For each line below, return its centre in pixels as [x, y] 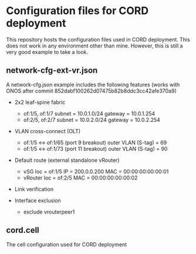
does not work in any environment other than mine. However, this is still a [94, 46]
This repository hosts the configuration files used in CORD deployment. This [98, 39]
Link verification [34, 189]
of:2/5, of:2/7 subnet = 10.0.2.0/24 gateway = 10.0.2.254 [92, 120]
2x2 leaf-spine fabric [40, 102]
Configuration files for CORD [77, 11]
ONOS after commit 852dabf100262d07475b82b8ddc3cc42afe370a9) [92, 91]
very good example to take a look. [47, 52]
